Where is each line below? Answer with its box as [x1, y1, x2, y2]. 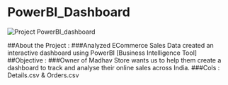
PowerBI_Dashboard [7, 4, 131, 20]
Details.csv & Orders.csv [7, 71, 79, 79]
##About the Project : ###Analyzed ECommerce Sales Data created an [7, 41, 214, 49]
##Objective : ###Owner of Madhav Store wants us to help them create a [7, 55, 222, 64]
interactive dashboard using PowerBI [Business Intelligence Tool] [7, 48, 197, 57]
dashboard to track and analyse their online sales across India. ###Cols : [7, 63, 220, 72]
